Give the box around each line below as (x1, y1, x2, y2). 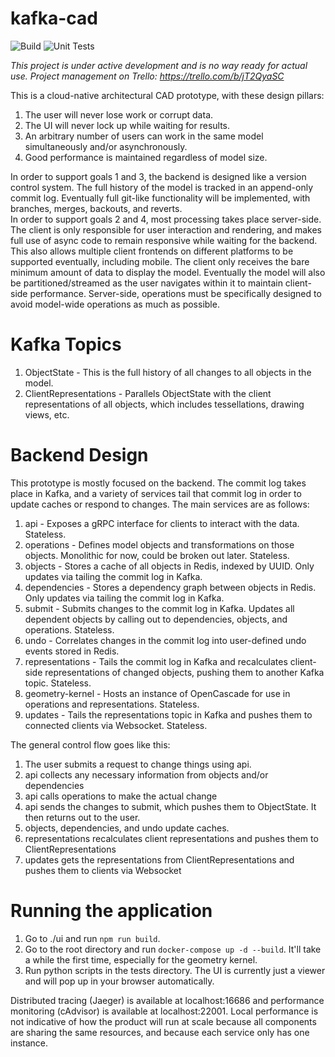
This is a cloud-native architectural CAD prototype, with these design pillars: (10, 89, 325, 101)
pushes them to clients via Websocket (24, 864, 182, 876)
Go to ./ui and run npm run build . (24, 932, 161, 944)
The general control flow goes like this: (10, 738, 171, 751)
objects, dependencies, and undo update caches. (24, 822, 230, 834)
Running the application (10, 900, 213, 922)
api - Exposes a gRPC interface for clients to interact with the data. (24, 517, 300, 529)
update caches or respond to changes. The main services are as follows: (10, 498, 310, 510)
